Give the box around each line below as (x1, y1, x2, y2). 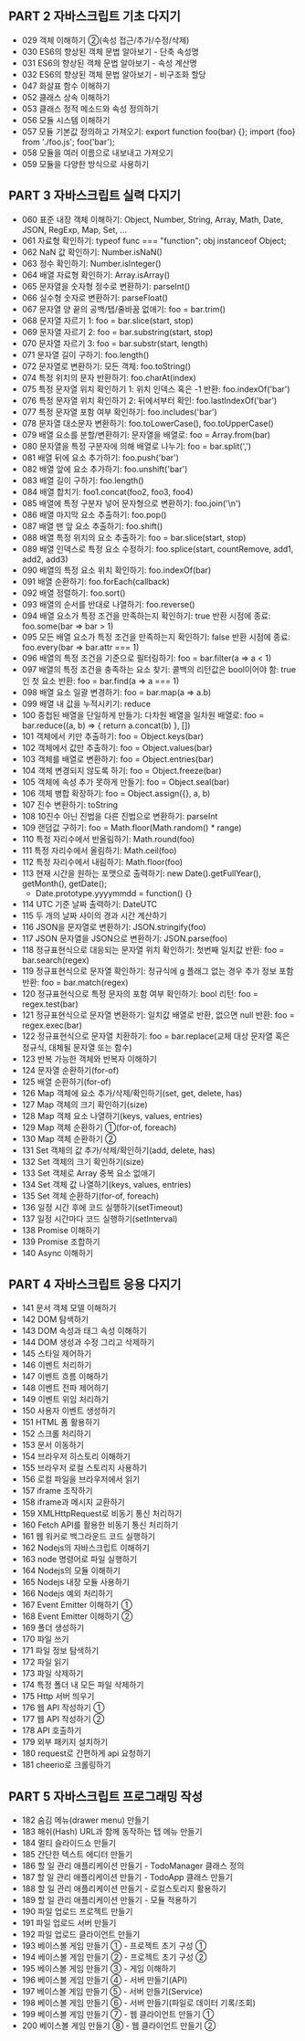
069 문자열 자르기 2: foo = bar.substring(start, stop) (21, 326, 214, 337)
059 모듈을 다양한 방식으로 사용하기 (21, 158, 150, 169)
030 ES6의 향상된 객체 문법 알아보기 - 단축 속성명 (21, 46, 200, 57)
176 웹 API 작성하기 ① (21, 1702, 105, 1713)
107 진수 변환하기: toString (21, 798, 119, 810)
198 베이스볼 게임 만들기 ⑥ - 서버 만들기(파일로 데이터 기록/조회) (21, 1997, 257, 2008)
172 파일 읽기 (21, 1656, 69, 1667)
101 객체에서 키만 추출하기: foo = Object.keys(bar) (21, 730, 205, 742)
